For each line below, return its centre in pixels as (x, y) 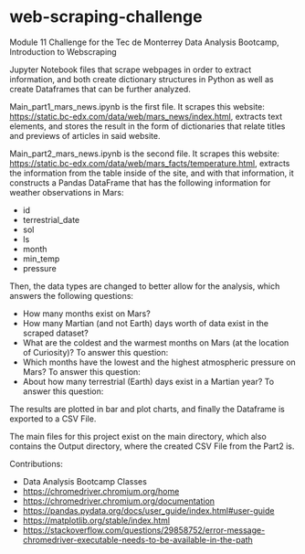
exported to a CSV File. (53, 419)
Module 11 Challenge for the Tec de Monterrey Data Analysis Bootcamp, (145, 42)
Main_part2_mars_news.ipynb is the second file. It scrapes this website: (145, 154)
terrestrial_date (51, 219)
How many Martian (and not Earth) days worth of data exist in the (146, 323)
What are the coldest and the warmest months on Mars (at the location (156, 342)
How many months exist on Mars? (86, 314)
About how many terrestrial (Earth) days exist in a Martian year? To (148, 381)
